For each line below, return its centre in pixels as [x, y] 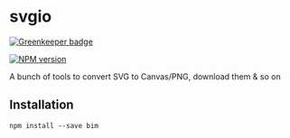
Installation [42, 105]
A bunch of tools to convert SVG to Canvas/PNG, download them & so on [145, 76]
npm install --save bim [54, 125]
